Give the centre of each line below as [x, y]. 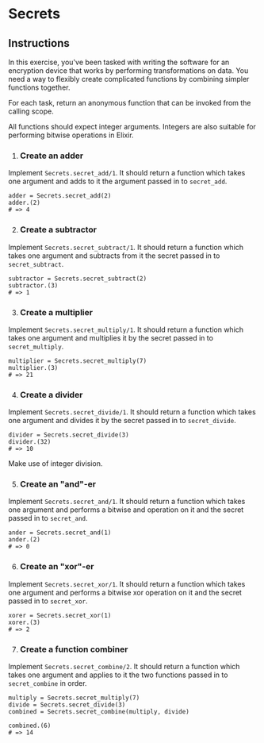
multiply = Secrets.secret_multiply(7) [74, 698]
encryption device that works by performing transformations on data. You [128, 71]
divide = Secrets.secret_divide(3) [67, 705]
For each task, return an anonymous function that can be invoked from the [130, 103]
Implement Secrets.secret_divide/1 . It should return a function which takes [132, 412]
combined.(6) [30, 726]
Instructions [39, 43]
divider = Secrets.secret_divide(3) [69, 435]
